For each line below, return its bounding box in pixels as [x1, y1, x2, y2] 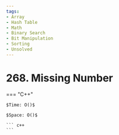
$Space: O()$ [6, 112, 38, 118]
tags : [6, 8, 19, 15]
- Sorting [6, 41, 30, 47]
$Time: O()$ [6, 102, 35, 108]
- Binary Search [6, 30, 45, 36]
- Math [6, 24, 22, 31]
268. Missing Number [6, 71, 114, 84]
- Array [6, 14, 25, 20]
